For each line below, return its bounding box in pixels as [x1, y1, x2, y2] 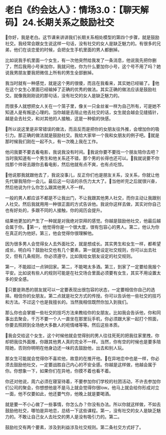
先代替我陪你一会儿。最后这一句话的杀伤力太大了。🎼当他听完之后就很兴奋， [5, 178, 160, 184]
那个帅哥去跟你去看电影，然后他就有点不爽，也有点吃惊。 [9, 161, 126, 167]
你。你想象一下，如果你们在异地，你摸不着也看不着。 [5, 368, 114, 373]
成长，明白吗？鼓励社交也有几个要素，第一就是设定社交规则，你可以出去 [5, 247, 152, 253]
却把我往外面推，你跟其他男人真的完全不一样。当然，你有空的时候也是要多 [5, 338, 157, 345]
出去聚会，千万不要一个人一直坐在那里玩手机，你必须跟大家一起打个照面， [9, 315, 161, 321]
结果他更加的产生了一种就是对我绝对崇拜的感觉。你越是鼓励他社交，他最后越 [5, 218, 161, 224]
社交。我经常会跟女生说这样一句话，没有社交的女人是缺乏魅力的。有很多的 [5, 40, 157, 46]
